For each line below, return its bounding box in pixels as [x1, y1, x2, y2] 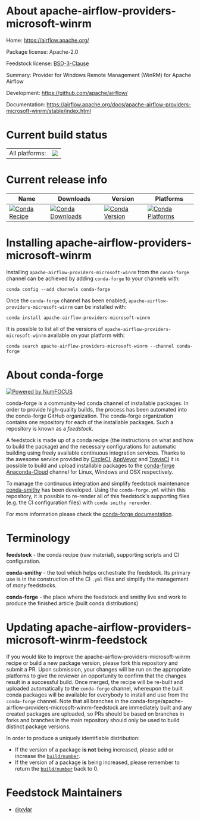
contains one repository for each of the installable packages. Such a [6, 418, 174, 425]
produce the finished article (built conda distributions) [6, 599, 139, 607]
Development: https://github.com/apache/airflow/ [6, 89, 128, 96]
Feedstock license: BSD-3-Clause [6, 60, 89, 67]
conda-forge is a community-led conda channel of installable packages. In [6, 399, 189, 407]
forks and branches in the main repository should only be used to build [6, 716, 180, 723]
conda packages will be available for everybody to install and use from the [6, 691, 189, 698]
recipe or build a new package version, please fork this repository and [6, 659, 178, 667]
